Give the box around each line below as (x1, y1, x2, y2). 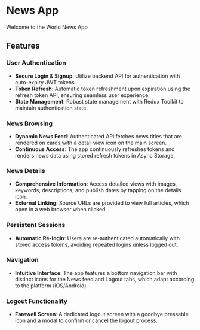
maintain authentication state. (14, 104, 88, 111)
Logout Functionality (6, 297, 67, 305)
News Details (6, 166, 46, 175)
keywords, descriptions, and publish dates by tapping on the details (14, 187, 181, 194)
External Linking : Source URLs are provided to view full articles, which (14, 199, 189, 207)
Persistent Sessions (6, 221, 66, 229)
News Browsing (6, 119, 53, 128)
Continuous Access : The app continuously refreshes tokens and (14, 145, 175, 153)
